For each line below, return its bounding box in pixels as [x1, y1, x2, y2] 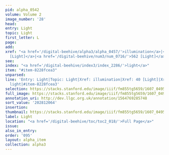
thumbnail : [5, 109, 28, 115]
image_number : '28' [5, 16, 46, 21]
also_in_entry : [5, 128, 37, 133]
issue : [5, 123, 19, 128]
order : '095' [5, 133, 33, 138]
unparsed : [5, 72, 26, 77]
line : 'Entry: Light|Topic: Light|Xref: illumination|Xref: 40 [5, 77, 141, 82]
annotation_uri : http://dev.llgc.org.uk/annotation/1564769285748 [5, 95, 147, 100]
